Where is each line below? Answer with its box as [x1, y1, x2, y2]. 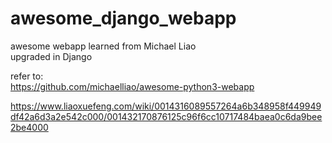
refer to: [10, 70, 44, 82]
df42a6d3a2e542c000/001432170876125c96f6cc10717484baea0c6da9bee [10, 110, 323, 122]
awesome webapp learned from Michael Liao [10, 40, 197, 52]
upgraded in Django [10, 50, 93, 62]
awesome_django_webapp [10, 7, 237, 30]
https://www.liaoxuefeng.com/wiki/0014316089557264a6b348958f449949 [10, 100, 322, 112]
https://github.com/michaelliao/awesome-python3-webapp [10, 80, 255, 92]
